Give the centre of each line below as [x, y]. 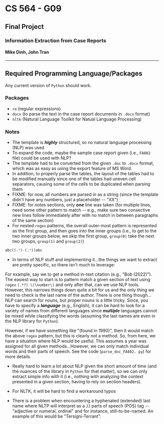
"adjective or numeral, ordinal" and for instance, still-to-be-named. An [83, 411]
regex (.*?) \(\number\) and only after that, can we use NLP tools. [72, 284]
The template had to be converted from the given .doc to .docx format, [83, 163]
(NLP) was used [28, 148]
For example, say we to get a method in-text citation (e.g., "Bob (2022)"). [79, 274]
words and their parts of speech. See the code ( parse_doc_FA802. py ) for [78, 351]
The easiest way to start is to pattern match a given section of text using [78, 279]
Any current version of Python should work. [48, 85]
